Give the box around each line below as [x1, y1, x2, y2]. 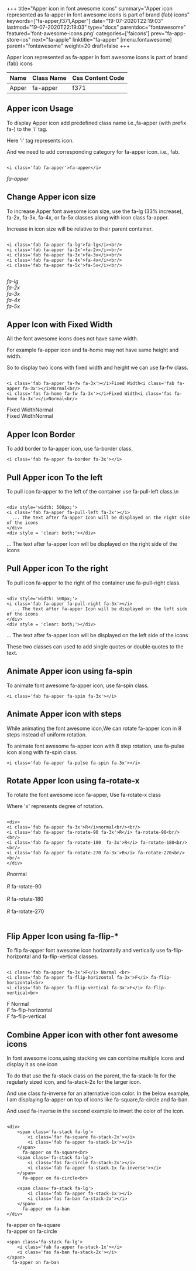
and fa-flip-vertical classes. [32, 953, 99, 960]
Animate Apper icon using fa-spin [6, 666, 133, 677]
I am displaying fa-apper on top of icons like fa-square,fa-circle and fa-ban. [6, 1096, 190, 1103]
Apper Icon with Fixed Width [6, 320, 113, 330]
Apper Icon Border [6, 430, 75, 440]
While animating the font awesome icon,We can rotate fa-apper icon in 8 [6, 725, 182, 732]
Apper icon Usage [6, 104, 74, 114]
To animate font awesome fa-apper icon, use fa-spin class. [6, 682, 149, 689]
